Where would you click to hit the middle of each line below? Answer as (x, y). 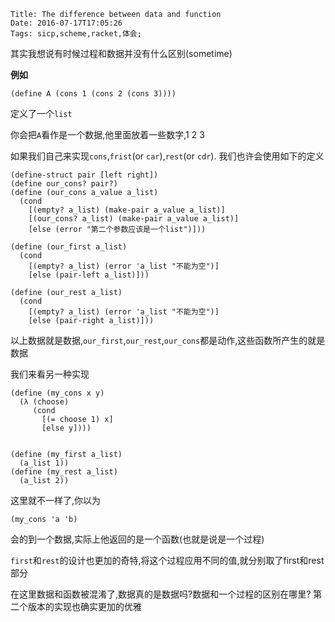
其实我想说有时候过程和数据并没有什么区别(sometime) (121, 53)
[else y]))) (66, 428)
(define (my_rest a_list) (64, 472)
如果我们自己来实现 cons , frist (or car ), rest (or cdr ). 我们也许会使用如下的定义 (167, 156)
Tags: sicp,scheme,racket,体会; (76, 34)
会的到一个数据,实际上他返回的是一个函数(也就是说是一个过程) (137, 539)
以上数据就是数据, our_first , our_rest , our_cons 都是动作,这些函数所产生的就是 (168, 340)
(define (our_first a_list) (69, 247)
